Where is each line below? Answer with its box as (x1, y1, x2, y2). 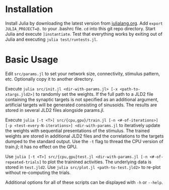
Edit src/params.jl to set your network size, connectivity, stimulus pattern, (5, 71, 160, 77)
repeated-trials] (5, 160, 42, 165)
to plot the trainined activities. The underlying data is (42, 159, 152, 165)
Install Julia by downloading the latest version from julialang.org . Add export (5, 20, 163, 26)
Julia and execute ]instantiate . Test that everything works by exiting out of (5, 31, 162, 37)
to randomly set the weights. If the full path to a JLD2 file (36, 91, 153, 97)
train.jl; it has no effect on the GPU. (5, 144, 78, 150)
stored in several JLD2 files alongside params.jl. (5, 107, 105, 113)
